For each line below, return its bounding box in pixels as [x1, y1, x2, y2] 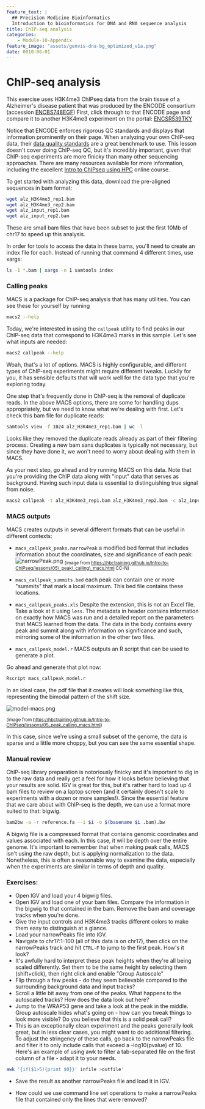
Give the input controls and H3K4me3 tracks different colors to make [15, 918, 189, 925]
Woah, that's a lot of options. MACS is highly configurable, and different [6, 361, 187, 368]
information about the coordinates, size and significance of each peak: [15, 551, 193, 558]
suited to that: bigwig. [6, 807, 61, 815]
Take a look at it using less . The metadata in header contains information [15, 607, 199, 614]
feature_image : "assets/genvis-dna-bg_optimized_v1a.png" [6, 43, 157, 50]
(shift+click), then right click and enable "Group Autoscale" [15, 970, 164, 977]
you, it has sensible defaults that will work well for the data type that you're [6, 374, 195, 381]
